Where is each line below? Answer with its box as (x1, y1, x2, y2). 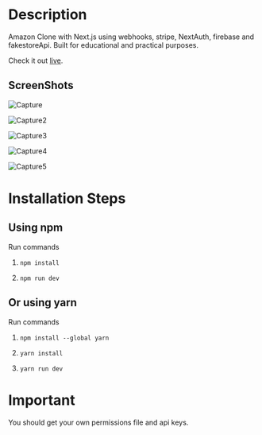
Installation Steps (8, 189, 126, 208)
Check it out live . (8, 56, 64, 65)
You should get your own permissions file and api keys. (8, 418, 189, 427)
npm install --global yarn (19, 334, 110, 342)
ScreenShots (8, 79, 74, 92)
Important (8, 391, 75, 409)
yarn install (19, 349, 64, 357)
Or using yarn (8, 296, 77, 309)
